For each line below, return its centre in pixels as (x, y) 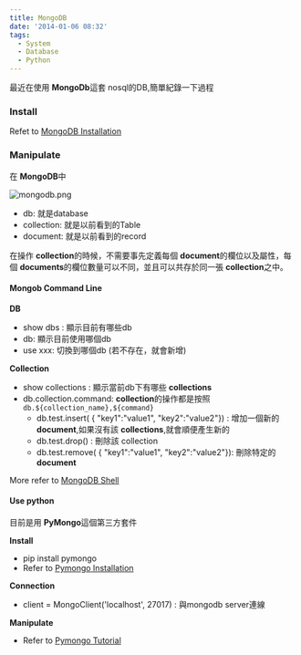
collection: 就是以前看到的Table (82, 224)
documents (42, 266)
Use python (32, 501)
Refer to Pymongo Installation (78, 568)
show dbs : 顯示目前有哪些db (77, 327)
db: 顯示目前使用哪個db (67, 338)
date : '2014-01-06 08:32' (58, 26)
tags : (20, 35)
